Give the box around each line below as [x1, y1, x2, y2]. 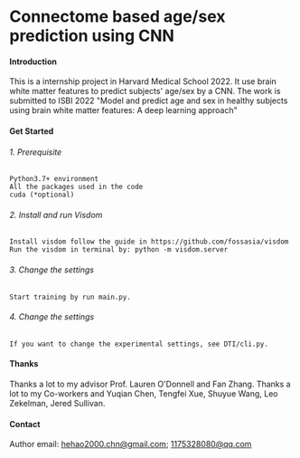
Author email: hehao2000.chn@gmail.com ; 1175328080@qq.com [9, 439, 252, 450]
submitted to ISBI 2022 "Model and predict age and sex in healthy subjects [9, 95, 288, 106]
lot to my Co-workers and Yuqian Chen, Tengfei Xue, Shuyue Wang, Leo [9, 388, 278, 399]
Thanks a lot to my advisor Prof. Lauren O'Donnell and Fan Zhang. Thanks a [9, 378, 291, 389]
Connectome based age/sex [9, 6, 226, 27]
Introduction [9, 56, 57, 67]
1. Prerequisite [9, 147, 62, 157]
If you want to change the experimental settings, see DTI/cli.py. [9, 339, 269, 348]
